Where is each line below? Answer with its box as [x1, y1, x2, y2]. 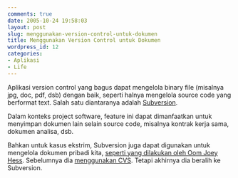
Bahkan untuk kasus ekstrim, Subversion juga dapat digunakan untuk [7, 140, 210, 150]
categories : [7, 51, 43, 58]
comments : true [7, 10, 53, 18]
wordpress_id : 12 [7, 43, 59, 51]
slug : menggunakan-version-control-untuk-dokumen [7, 30, 158, 38]
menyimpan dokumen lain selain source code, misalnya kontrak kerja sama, [7, 119, 229, 128]
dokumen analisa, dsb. [7, 127, 74, 135]
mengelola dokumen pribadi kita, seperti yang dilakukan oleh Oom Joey [7, 148, 219, 157]
